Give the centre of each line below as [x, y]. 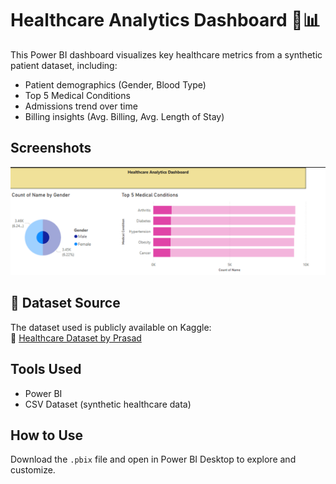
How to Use [47, 435]
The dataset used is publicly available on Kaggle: [111, 327]
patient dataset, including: [64, 65]
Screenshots [51, 148]
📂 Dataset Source [65, 303]
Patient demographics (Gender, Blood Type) [115, 84]
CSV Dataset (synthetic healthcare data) [108, 404]
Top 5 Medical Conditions [77, 95]
